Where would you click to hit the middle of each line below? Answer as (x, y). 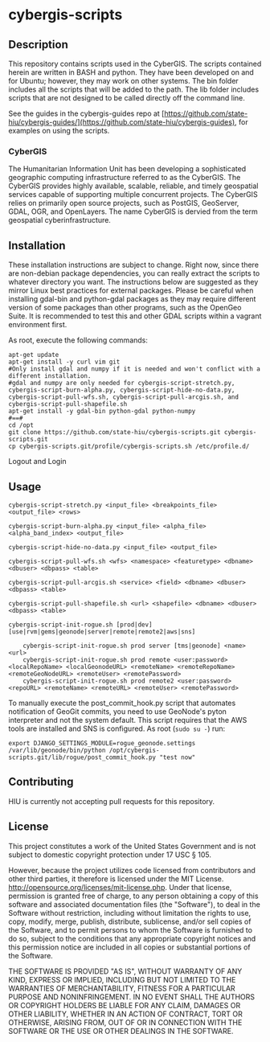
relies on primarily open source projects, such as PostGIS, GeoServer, (124, 203)
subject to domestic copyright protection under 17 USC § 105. (110, 855)
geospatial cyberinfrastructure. (59, 220)
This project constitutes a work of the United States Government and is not (132, 846)
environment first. (38, 325)
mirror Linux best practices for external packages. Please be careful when (131, 290)
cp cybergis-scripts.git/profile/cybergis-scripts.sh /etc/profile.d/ (129, 447)
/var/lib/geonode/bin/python (57, 750)
